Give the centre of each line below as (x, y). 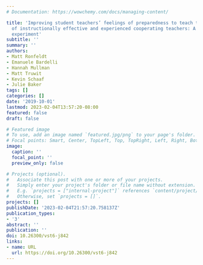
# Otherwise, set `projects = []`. (54, 197)
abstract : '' (23, 224)
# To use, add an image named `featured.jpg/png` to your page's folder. (101, 135)
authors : (17, 51)
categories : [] (25, 96)
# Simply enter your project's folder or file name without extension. (101, 185)
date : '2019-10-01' (31, 102)
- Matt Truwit (24, 73)
